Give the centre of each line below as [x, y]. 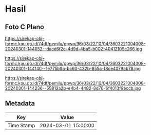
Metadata [20, 104]
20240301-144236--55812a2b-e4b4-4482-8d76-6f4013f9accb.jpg [73, 88]
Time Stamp [21, 125]
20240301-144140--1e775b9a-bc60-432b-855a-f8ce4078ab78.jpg [73, 68]
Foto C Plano [25, 27]
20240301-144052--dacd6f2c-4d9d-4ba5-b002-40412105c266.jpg [74, 49]
